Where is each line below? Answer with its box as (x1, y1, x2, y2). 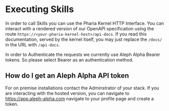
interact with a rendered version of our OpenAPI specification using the (5, 25, 154, 31)
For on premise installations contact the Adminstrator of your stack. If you (5, 85, 159, 91)
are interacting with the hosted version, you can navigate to (5, 90, 129, 96)
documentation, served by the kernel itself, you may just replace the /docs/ (5, 36, 162, 42)
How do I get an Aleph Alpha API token (5, 72, 129, 80)
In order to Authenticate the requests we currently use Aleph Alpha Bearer (5, 51, 160, 58)
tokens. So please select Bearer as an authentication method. (5, 57, 133, 63)
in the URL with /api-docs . (5, 41, 60, 47)
